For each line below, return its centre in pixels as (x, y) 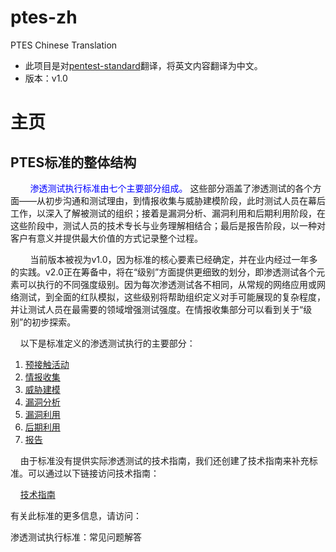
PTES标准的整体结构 (73, 162)
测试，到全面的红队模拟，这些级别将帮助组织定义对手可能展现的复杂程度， (172, 297)
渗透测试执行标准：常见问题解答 (76, 537)
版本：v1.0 (46, 78)
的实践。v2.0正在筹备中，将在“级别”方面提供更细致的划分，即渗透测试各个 (163, 272)
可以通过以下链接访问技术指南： (93, 473)
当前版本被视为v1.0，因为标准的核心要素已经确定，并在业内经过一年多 (173, 259)
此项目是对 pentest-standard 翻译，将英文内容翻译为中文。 (143, 65)
